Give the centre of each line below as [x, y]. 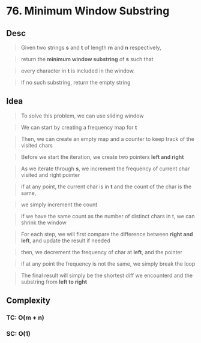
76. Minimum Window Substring [88, 11]
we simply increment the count [59, 204]
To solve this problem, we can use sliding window [82, 116]
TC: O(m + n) [25, 318]
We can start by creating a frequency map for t [79, 127]
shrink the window [44, 222]
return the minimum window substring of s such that [87, 59]
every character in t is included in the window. [78, 71]
